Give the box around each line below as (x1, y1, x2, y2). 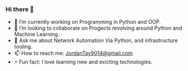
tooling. (14, 43, 33, 50)
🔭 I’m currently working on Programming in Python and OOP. (14, 19, 161, 26)
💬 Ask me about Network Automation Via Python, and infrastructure (14, 37, 178, 44)
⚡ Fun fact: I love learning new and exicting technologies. (14, 58, 153, 66)
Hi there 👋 (5, 5, 35, 13)
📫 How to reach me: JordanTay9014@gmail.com (14, 49, 133, 57)
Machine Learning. (14, 31, 60, 38)
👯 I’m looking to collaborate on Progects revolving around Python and (14, 24, 183, 31)
